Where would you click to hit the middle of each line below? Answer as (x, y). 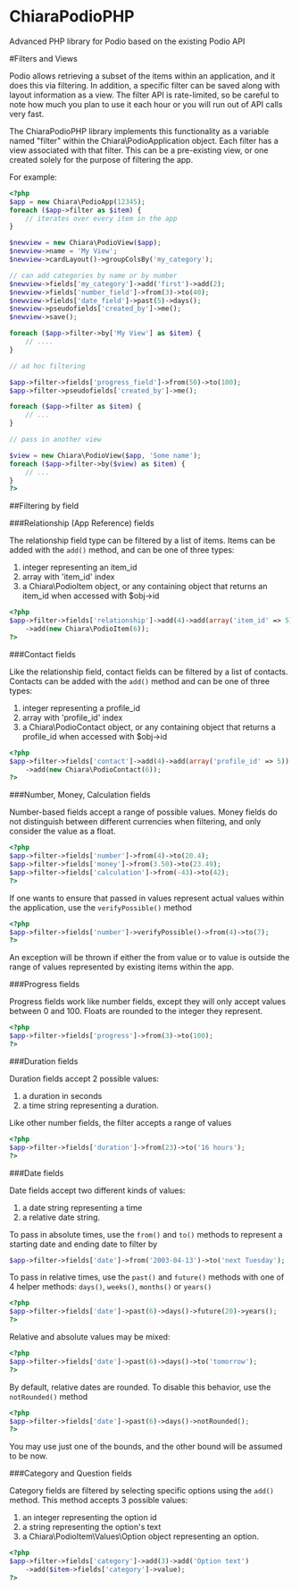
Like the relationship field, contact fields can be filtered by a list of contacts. (149, 672)
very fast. (27, 114)
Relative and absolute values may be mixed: (90, 1337)
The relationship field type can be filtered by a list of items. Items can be (142, 541)
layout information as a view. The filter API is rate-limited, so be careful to (144, 95)
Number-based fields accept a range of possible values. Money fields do (144, 812)
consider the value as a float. (62, 831)
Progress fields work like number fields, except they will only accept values (148, 1002)
